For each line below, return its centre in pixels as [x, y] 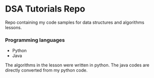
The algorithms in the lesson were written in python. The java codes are [77, 65]
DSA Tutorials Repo [45, 9]
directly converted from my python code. [46, 70]
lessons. [13, 27]
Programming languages [35, 40]
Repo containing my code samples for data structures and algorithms [75, 22]
